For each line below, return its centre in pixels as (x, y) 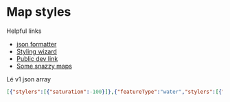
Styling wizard (37, 51)
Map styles (39, 12)
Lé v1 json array (29, 79)
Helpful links (24, 31)
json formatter (36, 44)
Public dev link (37, 58)
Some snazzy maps (44, 66)
